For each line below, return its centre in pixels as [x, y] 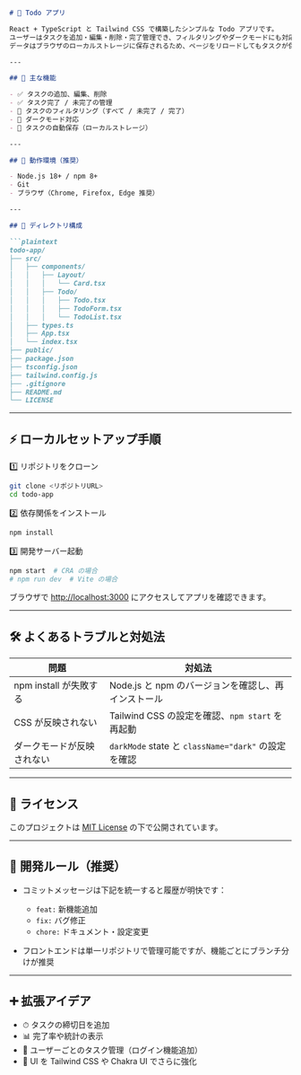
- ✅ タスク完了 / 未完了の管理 [61, 103]
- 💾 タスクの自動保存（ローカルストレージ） [81, 128]
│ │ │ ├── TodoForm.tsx [66, 308]
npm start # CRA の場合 [54, 570]
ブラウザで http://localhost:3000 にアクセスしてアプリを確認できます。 [140, 597]
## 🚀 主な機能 [33, 78]
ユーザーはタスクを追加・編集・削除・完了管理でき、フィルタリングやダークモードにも [146, 37]
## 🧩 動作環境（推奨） [46, 160]
